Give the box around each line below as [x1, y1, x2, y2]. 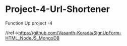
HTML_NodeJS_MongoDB [5, 35, 59, 41]
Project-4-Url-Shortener [5, 3, 110, 15]
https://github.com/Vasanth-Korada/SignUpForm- [18, 29, 122, 35]
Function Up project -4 [5, 20, 53, 26]
